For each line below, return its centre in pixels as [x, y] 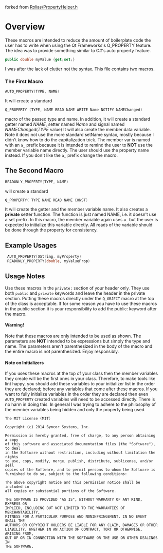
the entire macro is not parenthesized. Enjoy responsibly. [62, 351]
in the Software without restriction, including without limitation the [80, 453]
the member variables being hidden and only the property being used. [75, 410]
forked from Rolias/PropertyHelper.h [41, 7]
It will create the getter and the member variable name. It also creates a [77, 210]
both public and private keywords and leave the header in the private [75, 293]
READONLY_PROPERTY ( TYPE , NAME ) [37, 182]
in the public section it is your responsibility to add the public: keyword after [81, 308]
